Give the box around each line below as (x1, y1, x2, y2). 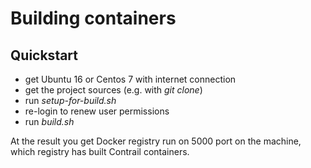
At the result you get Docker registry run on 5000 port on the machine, (10, 135, 302, 147)
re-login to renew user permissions (24, 105, 170, 117)
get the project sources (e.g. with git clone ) (24, 84, 203, 96)
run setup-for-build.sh (24, 95, 117, 106)
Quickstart (10, 47, 79, 64)
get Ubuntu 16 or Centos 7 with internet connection (24, 73, 237, 85)
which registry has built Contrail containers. (10, 146, 190, 157)
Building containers (10, 7, 177, 30)
